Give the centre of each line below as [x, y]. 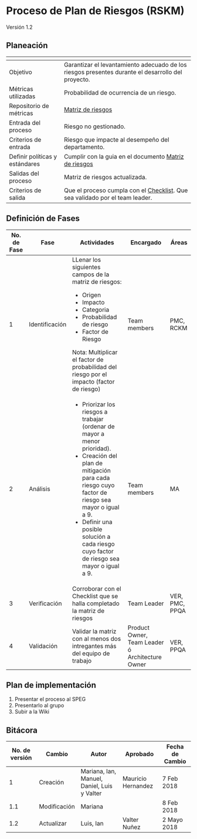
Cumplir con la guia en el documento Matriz [124, 156]
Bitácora [22, 730]
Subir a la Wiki [32, 712]
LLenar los [87, 260]
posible [92, 529]
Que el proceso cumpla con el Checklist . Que [126, 190]
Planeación [27, 46]
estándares [24, 164]
